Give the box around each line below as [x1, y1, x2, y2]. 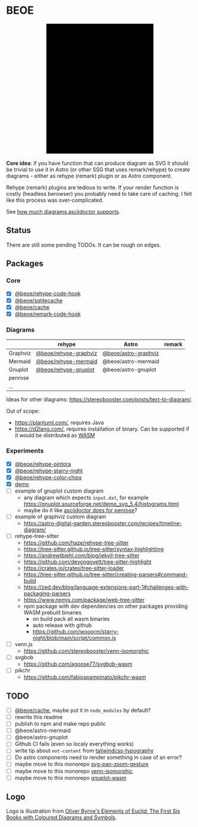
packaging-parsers [23, 589, 71, 597]
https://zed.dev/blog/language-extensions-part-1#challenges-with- [23, 583, 189, 591]
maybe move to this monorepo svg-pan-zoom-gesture [14, 761, 149, 768]
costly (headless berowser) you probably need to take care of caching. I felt [6, 190, 192, 197]
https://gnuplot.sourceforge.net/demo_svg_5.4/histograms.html [23, 500, 180, 508]
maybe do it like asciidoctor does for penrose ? [23, 506, 138, 514]
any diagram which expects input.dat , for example [23, 494, 149, 501]
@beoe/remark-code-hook [14, 310, 81, 317]
